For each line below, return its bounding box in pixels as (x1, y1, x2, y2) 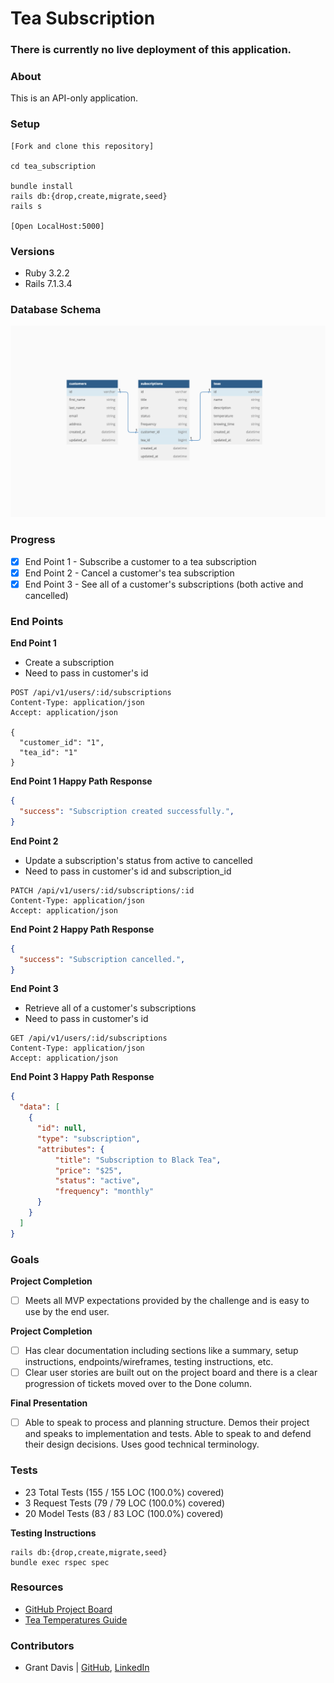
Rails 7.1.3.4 (24, 278, 73, 289)
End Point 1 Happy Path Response (10, 775, 153, 787)
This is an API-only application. (10, 92, 139, 104)
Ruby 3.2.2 (24, 267, 70, 279)
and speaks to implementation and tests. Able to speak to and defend (24, 1428, 312, 1440)
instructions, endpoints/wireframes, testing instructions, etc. (24, 1356, 274, 1368)
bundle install (10, 181, 74, 191)
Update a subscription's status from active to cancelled (24, 854, 253, 866)
